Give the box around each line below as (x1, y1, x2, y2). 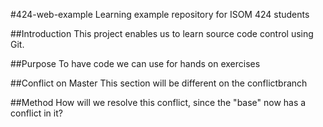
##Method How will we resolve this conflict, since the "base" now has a (10, 97, 307, 108)
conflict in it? (10, 107, 63, 119)
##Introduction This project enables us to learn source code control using (10, 28, 314, 39)
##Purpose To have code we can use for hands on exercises (10, 58, 261, 69)
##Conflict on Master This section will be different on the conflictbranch (10, 77, 308, 89)
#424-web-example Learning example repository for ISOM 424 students (10, 9, 310, 20)
